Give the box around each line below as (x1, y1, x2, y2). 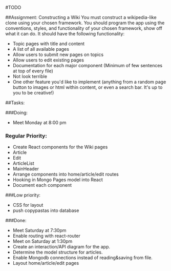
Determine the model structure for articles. (12, 249, 103, 256)
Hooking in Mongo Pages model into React (12, 177, 103, 183)
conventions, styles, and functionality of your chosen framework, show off (5, 25, 162, 31)
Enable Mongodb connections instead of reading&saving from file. (12, 255, 153, 261)
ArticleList (12, 160, 34, 166)
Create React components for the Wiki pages (12, 144, 108, 150)
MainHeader (12, 166, 39, 172)
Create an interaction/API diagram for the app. (12, 244, 110, 250)
